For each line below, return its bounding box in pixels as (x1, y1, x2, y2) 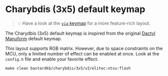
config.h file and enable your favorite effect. (5, 56, 99, 62)
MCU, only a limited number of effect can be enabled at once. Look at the (5, 50, 159, 56)
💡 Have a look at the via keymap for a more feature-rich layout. (17, 20, 151, 26)
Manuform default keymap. (5, 35, 62, 41)
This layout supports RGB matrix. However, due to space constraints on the (5, 45, 163, 51)
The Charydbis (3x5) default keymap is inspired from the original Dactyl (5, 30, 156, 36)
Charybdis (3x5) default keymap (5, 4, 146, 15)
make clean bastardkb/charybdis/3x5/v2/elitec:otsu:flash (5, 65, 131, 71)
